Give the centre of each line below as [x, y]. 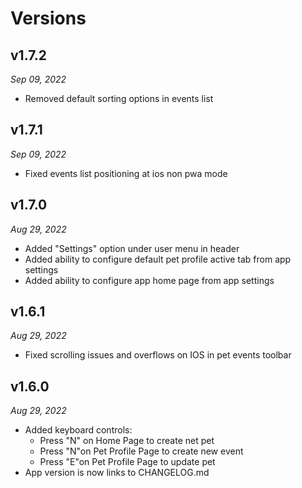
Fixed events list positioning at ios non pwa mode [126, 173]
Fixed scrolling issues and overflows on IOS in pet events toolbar [158, 355]
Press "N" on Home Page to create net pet [127, 441]
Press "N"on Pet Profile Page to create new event [141, 451]
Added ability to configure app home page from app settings [149, 280]
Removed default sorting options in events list [119, 98]
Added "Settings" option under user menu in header [132, 248]
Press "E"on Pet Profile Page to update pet [127, 462]
